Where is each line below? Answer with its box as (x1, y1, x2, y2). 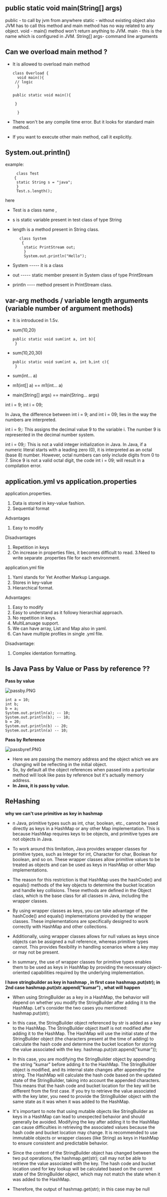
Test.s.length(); (16, 188, 52, 194)
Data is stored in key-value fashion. (12, 500, 85, 506)
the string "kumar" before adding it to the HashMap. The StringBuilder (12, 1061, 157, 1067)
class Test (16, 171, 39, 176)
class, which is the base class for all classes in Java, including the (12, 892, 148, 898)
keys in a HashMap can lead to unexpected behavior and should (12, 1113, 145, 1119)
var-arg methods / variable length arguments (5, 296, 148, 304)
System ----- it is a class (12, 262, 63, 268)
